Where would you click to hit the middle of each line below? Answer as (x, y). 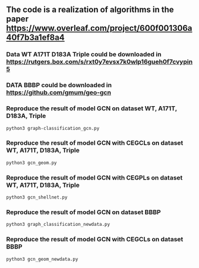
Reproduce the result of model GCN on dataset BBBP (84, 212)
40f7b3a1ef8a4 (36, 38)
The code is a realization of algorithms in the (90, 10)
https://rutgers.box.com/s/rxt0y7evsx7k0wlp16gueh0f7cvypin (99, 62)
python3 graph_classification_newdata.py (58, 225)
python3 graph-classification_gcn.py (53, 128)
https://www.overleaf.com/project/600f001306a (99, 28)
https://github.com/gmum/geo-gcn (59, 92)
